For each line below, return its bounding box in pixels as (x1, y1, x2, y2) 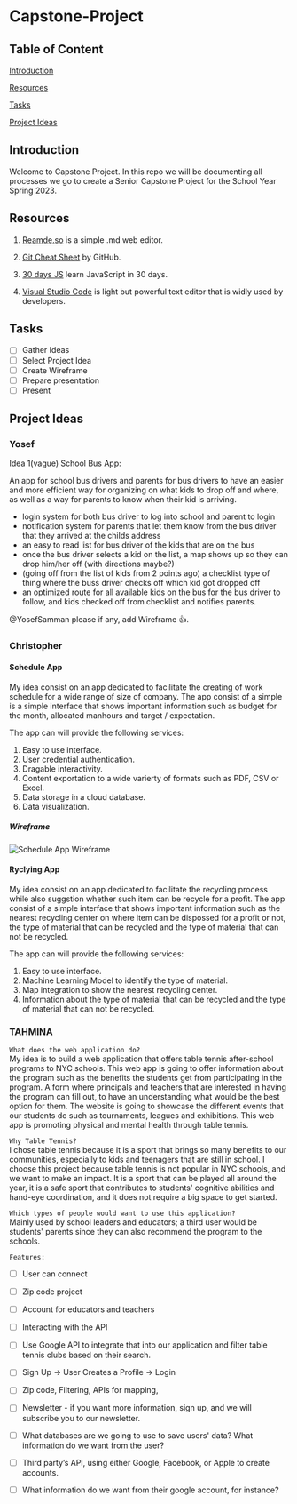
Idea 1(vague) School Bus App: (9, 458, 121, 468)
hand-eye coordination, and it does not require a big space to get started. (9, 1192, 277, 1203)
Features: (9, 1253, 46, 1262)
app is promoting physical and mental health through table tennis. (9, 1120, 249, 1131)
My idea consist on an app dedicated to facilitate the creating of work (9, 682, 263, 692)
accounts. (21, 1467, 59, 1477)
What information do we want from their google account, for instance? (21, 1484, 279, 1495)
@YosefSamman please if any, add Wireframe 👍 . (9, 614, 189, 625)
